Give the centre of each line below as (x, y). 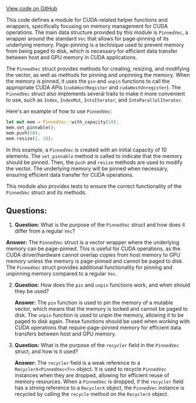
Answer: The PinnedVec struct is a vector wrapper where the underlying (93, 243)
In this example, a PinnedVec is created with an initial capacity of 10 (87, 150)
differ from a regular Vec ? (45, 231)
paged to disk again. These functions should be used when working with (102, 321)
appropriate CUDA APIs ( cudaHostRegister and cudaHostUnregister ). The (94, 87)
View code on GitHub (32, 9)
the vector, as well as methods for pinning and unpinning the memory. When (98, 75)
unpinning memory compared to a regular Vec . (62, 274)
